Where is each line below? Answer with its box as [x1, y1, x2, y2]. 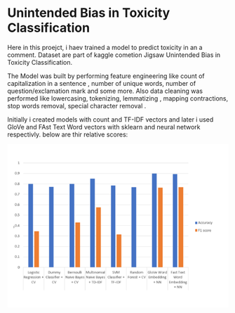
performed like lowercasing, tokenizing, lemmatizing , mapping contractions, [7, 94, 229, 103]
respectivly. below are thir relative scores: [7, 130, 128, 139]
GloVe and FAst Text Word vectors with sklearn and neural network [7, 122, 201, 131]
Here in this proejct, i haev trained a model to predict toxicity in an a [7, 43, 203, 51]
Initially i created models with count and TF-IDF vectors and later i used [7, 115, 214, 124]
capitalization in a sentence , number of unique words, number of [7, 79, 196, 87]
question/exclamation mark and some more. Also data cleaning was [7, 87, 203, 95]
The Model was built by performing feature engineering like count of [7, 72, 205, 80]
